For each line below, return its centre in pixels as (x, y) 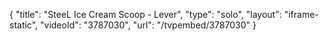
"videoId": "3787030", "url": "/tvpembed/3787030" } (148, 25)
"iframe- (301, 14)
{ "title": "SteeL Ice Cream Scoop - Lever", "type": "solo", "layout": (145, 14)
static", (24, 25)
